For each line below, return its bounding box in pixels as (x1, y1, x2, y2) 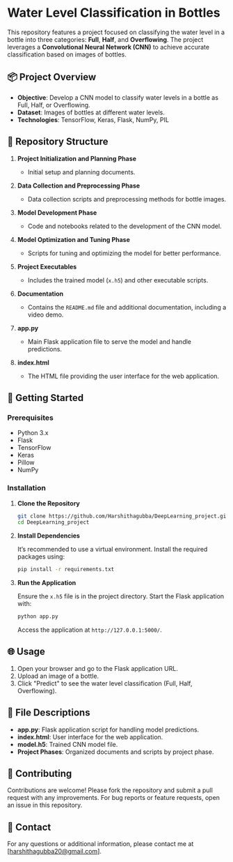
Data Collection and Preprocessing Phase (17, 181, 140, 190)
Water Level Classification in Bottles (7, 5, 220, 21)
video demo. (27, 310, 64, 319)
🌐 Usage (7, 646, 45, 658)
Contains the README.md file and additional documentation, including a (27, 303, 227, 311)
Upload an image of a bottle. (17, 672, 99, 680)
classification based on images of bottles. (7, 50, 127, 59)
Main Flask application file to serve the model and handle (27, 337, 192, 346)
